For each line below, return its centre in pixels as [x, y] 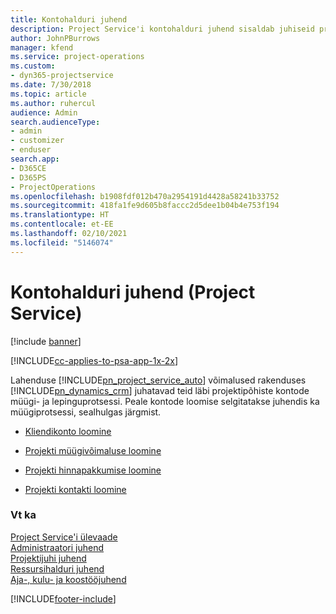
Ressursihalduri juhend [57, 568]
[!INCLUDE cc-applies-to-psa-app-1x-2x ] [94, 360]
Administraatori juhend [57, 547]
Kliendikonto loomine [68, 431]
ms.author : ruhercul [53, 103]
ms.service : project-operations [77, 57]
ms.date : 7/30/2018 [51, 85]
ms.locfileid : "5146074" [62, 242]
